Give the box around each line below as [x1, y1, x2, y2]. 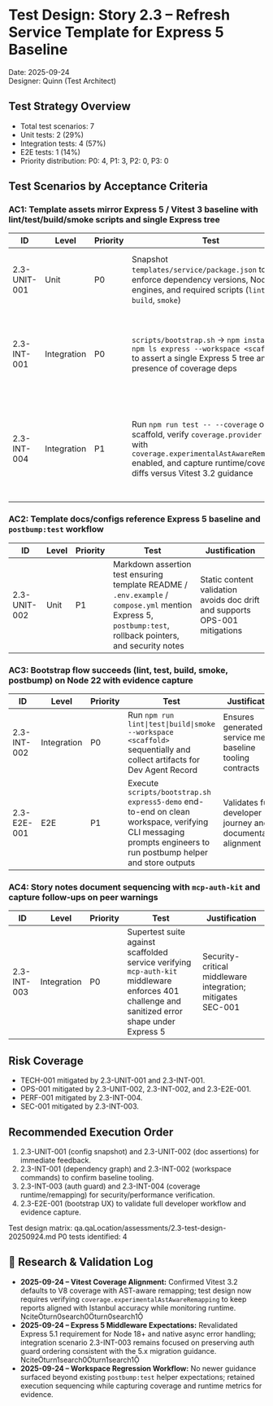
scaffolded [127, 947, 168, 958]
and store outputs [128, 857, 196, 868]
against [127, 937, 156, 948]
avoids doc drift [200, 594, 260, 605]
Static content [200, 573, 253, 585]
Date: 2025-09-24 [8, 67, 71, 77]
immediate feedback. [19, 1155, 92, 1165]
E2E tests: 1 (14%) [19, 147, 81, 156]
